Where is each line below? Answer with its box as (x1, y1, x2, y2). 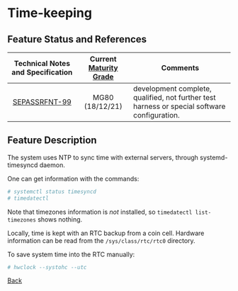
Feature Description (7, 135, 97, 147)
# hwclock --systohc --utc (7, 263, 87, 270)
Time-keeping (7, 5, 92, 21)
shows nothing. (38, 215, 83, 224)
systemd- (199, 153, 228, 161)
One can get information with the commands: (7, 174, 140, 183)
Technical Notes (13, 59, 71, 68)
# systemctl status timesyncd (7, 188, 97, 195)
